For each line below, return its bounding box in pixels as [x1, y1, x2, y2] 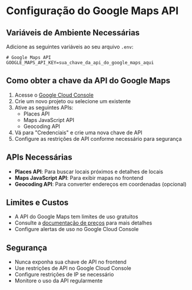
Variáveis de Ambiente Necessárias [6, 28, 140, 38]
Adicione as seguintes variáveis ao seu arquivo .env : [6, 43, 134, 50]
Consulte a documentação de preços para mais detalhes [14, 219, 153, 226]
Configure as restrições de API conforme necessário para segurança [14, 135, 182, 142]
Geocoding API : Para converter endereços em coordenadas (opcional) [14, 180, 187, 187]
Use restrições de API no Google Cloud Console [14, 265, 131, 272]
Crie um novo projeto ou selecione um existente [14, 97, 131, 104]
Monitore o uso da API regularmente [14, 277, 103, 284]
